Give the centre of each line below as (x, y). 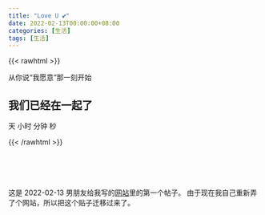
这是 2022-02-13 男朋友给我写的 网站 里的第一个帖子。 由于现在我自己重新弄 (133, 193)
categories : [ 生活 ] (40, 30)
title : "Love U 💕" (39, 16)
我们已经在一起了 (50, 105)
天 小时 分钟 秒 (32, 126)
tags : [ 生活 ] (29, 38)
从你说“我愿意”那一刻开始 (50, 78)
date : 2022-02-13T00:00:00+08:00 (64, 23)
